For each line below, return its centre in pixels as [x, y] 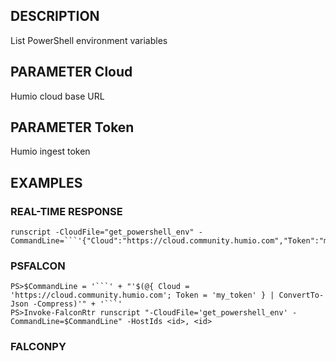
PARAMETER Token [72, 127]
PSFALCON [38, 266]
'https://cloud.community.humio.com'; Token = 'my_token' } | [142, 295]
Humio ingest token [50, 151]
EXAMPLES [46, 182]
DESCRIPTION [55, 16]
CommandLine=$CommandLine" [66, 322]
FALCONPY [38, 347]
